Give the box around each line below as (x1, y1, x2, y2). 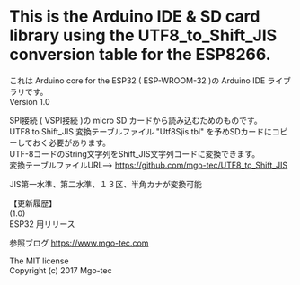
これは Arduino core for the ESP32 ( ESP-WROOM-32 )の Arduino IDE (9, 74, 266, 86)
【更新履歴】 (9, 197, 57, 208)
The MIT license (9, 255, 69, 266)
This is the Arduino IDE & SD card (9, 6, 260, 27)
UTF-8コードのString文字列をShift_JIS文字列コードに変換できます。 (9, 148, 260, 159)
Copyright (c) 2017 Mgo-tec (9, 264, 112, 275)
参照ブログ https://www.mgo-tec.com (9, 237, 149, 248)
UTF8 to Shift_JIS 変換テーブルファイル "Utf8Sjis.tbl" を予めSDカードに (9, 125, 272, 136)
